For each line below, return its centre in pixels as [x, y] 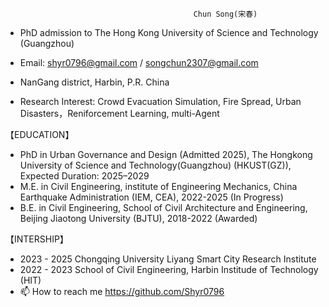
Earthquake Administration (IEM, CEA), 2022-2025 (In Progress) [151, 197]
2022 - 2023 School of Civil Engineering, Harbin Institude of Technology [169, 269]
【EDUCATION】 [40, 134]
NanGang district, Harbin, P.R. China [94, 82]
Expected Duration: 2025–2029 [84, 176]
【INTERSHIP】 [37, 239]
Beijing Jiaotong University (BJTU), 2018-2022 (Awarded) [138, 218]
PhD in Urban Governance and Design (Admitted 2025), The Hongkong [166, 154]
